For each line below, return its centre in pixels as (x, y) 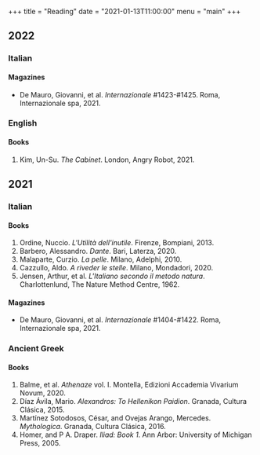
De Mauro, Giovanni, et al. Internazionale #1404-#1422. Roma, (120, 320)
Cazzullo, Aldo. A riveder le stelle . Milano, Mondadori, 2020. (116, 268)
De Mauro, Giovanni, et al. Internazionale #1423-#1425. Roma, (120, 94)
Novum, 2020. (43, 393)
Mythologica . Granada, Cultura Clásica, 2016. (92, 427)
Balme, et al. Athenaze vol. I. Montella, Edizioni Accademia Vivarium (129, 385)
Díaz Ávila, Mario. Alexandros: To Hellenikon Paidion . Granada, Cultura (133, 402)
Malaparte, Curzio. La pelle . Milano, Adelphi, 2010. (101, 259)
